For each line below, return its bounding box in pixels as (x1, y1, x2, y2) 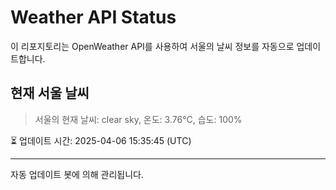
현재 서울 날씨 (10, 85, 90, 102)
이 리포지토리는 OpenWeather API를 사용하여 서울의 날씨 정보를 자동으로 (10, 40, 295, 52)
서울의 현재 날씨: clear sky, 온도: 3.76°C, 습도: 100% (34, 113, 243, 125)
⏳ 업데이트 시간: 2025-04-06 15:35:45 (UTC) (10, 134, 192, 146)
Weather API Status (10, 6, 177, 29)
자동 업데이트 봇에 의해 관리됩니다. (10, 168, 144, 180)
